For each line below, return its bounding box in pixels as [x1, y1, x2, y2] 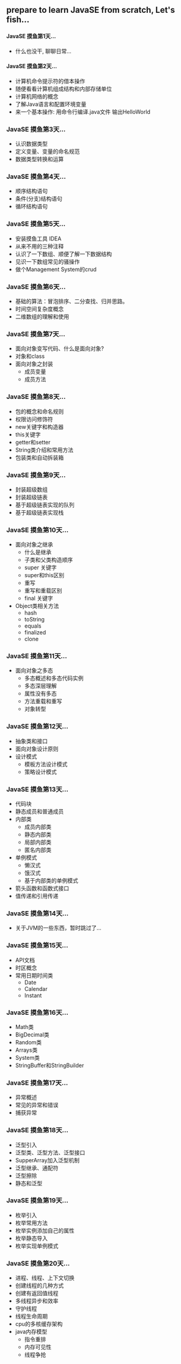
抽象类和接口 [15, 737, 48, 744]
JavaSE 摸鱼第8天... [6, 393, 66, 401]
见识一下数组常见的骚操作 [15, 258, 80, 265]
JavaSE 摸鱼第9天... [6, 470, 66, 479]
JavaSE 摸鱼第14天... [6, 909, 69, 918]
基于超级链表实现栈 [15, 508, 64, 516]
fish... [6, 15, 30, 25]
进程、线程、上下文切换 [15, 1274, 75, 1282]
